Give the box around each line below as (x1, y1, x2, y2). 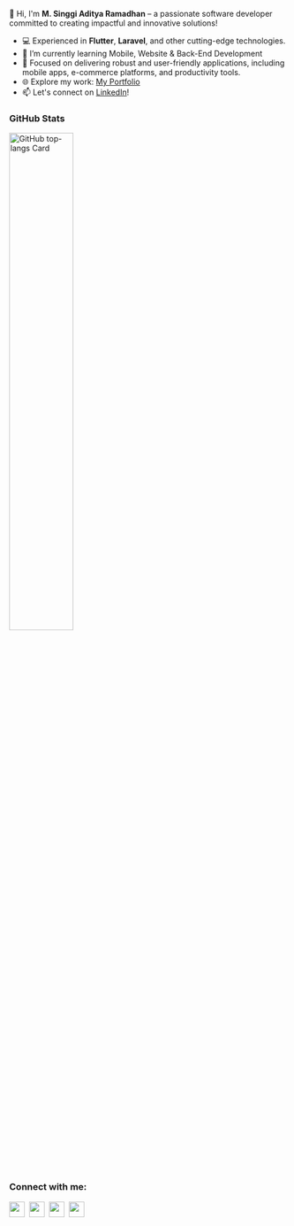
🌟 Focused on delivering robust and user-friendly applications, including (21, 58, 285, 68)
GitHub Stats (9, 112, 65, 124)
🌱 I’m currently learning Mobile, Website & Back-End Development (21, 49, 263, 58)
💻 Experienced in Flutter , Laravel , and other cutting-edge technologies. (21, 35, 286, 46)
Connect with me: (9, 1181, 87, 1193)
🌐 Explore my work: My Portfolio (21, 76, 140, 87)
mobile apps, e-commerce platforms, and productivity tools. (21, 67, 241, 77)
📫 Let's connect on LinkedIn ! (21, 87, 130, 97)
